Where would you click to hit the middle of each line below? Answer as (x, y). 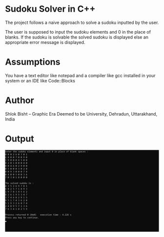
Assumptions (33, 62)
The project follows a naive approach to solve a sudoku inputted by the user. (82, 22)
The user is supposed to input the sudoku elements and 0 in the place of (78, 32)
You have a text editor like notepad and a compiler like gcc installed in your (80, 75)
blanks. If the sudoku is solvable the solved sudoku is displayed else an (77, 37)
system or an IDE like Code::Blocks (40, 80)
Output (20, 139)
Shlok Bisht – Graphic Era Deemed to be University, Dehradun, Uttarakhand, (81, 114)
